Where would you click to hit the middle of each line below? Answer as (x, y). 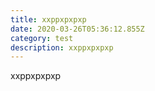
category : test (42, 38)
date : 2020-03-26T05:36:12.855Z (77, 29)
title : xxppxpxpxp (48, 19)
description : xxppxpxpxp (62, 47)
